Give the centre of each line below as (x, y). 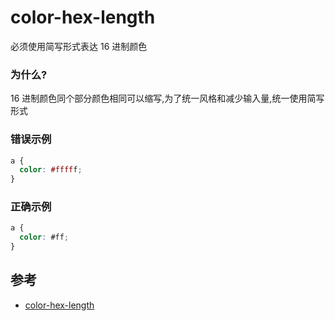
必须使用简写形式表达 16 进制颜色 (79, 46)
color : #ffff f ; (51, 170)
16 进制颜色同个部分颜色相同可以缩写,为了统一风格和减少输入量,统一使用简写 (167, 98)
